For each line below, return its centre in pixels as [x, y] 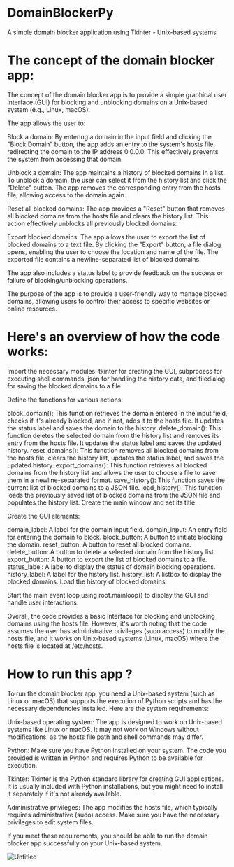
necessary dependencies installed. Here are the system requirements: [108, 708]
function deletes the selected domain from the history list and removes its [113, 435]
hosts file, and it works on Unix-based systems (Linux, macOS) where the [113, 638]
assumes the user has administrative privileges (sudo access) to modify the [116, 630]
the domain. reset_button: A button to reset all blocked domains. [100, 544]
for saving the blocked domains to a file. [65, 386]
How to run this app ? [70, 674]
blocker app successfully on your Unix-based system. [85, 843]
